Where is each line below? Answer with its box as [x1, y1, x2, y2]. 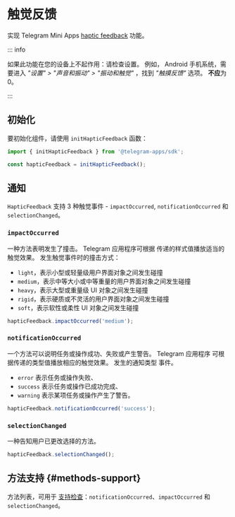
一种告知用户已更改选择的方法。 [7, 436, 100, 445]
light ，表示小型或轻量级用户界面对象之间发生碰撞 [17, 268, 163, 276]
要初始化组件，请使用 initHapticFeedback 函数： [7, 133, 148, 142]
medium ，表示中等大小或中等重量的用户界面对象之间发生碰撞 [17, 277, 191, 285]
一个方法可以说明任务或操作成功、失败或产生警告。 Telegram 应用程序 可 [7, 349, 219, 357]
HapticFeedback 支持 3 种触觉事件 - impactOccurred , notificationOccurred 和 [7, 202, 229, 210]
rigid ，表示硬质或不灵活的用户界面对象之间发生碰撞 [17, 295, 170, 303]
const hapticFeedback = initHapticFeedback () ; [7, 160, 146, 168]
